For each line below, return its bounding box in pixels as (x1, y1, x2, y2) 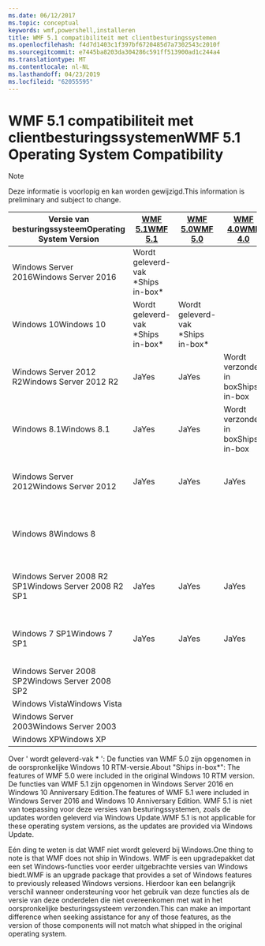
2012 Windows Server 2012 (12, 481, 117, 492)
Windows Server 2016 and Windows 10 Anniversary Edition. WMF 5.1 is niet (8, 796, 252, 806)
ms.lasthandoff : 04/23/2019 (8, 70, 101, 78)
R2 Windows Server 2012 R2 (12, 376, 119, 387)
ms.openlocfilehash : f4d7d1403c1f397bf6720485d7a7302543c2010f (8, 41, 221, 49)
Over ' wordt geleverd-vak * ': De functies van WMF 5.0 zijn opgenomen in (8, 754, 251, 763)
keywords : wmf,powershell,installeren (8, 26, 136, 34)
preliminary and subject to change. (8, 195, 121, 205)
